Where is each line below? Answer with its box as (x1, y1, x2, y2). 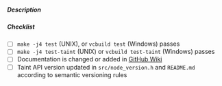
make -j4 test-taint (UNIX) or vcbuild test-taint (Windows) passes (16, 48, 215, 56)
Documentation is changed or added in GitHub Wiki (16, 55, 162, 63)
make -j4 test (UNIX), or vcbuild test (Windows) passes (16, 40, 180, 48)
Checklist (7, 23, 36, 31)
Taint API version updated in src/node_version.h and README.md (16, 63, 195, 71)
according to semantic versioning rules (16, 70, 127, 78)
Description (7, 5, 42, 14)
